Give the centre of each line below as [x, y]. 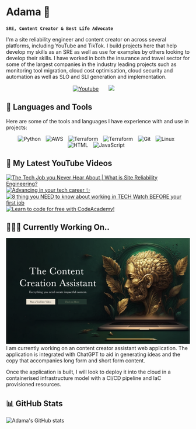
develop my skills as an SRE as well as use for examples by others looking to [98, 51]
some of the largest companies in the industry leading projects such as [91, 64]
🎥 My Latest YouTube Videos [59, 163]
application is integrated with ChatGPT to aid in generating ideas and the [93, 354]
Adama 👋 [28, 12]
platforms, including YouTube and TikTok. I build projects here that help [92, 46]
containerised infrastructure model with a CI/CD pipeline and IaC [84, 378]
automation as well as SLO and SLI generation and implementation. [86, 77]
